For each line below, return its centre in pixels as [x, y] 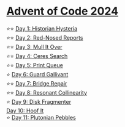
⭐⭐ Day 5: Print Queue [35, 65]
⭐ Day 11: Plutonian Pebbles [41, 117]
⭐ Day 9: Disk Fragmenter [39, 101]
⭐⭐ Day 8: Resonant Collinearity [47, 92]
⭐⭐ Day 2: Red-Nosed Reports [45, 37]
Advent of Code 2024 [62, 11]
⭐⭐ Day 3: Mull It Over [34, 46]
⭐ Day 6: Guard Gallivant [37, 74]
